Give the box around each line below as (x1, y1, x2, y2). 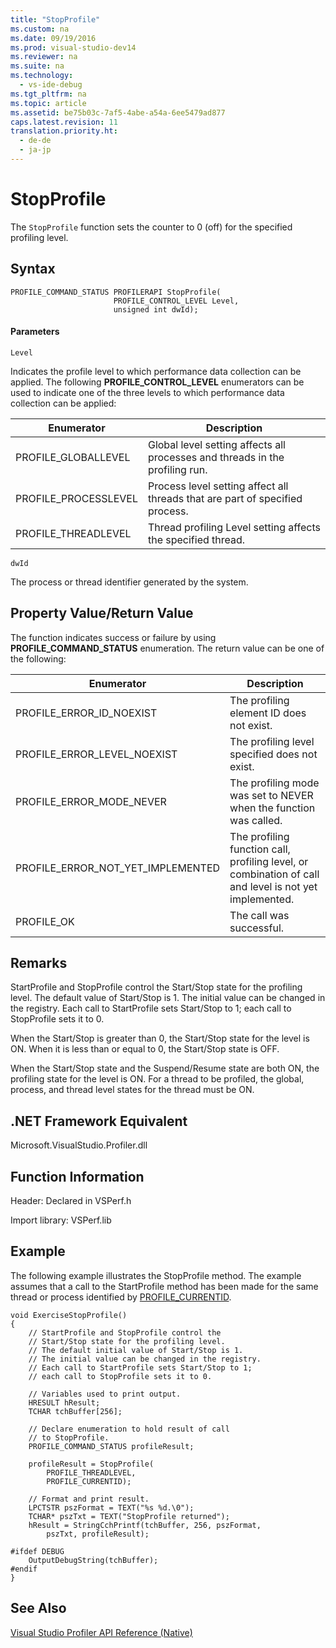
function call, (229, 842, 291, 856)
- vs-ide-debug (19, 80, 83, 90)
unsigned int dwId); (113, 304, 199, 315)
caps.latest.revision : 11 (10, 117, 118, 127)
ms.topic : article (10, 98, 87, 108)
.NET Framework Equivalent (10, 1112, 188, 1130)
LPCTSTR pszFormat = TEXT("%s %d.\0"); (28, 1502, 195, 1513)
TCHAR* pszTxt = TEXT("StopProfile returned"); (28, 1511, 230, 1521)
